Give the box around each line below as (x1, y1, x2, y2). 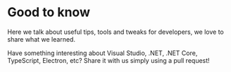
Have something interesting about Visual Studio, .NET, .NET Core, (7, 49, 198, 57)
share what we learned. (7, 35, 76, 43)
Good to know (7, 4, 90, 20)
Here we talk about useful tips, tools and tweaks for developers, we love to (7, 28, 224, 36)
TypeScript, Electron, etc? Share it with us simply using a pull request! (7, 56, 210, 64)
